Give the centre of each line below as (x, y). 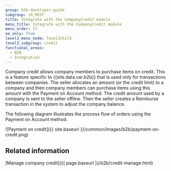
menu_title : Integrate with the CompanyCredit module (64, 24)
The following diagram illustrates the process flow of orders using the (78, 114)
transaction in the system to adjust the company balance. (65, 104)
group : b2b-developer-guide (35, 10)
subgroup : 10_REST (25, 15)
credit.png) (17, 135)
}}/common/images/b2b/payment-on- (120, 129)
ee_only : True (20, 34)
